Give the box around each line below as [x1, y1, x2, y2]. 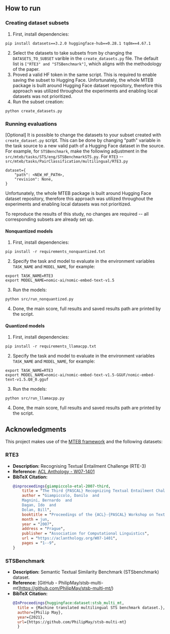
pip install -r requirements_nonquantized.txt [5, 249, 106, 255]
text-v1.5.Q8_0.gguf [5, 377, 49, 382]
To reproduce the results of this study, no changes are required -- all [5, 211, 149, 217]
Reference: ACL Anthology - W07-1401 [12, 468, 95, 474]
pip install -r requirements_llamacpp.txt [5, 344, 96, 349]
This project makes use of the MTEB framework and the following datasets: [5, 439, 163, 445]
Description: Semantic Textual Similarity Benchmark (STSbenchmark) [12, 569, 159, 575]
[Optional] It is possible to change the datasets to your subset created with [5, 132, 161, 138]
